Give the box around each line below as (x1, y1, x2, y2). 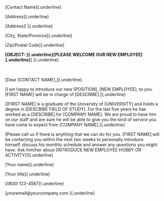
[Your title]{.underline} (5, 171, 51, 177)
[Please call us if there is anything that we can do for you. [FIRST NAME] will (5, 131, 160, 137)
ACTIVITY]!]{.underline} (5, 152, 54, 158)
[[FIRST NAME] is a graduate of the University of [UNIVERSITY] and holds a (5, 101, 158, 107)
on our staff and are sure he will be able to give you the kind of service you (5, 117, 157, 122)
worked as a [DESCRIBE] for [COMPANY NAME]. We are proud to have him (5, 111, 157, 117)
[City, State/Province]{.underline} (5, 33, 73, 38)
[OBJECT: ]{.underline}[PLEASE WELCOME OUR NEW (5, 51, 117, 57)
